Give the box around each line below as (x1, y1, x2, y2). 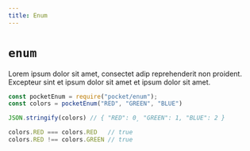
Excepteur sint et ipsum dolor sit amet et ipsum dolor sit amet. (8, 77, 211, 87)
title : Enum (8, 11, 48, 20)
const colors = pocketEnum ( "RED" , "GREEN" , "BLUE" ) (8, 100, 183, 108)
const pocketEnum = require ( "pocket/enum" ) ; (8, 92, 158, 100)
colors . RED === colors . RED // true (8, 128, 133, 137)
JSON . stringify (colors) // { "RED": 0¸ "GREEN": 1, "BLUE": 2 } (8, 114, 225, 123)
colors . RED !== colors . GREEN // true (8, 136, 133, 144)
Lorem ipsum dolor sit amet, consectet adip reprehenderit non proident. (8, 69, 242, 78)
